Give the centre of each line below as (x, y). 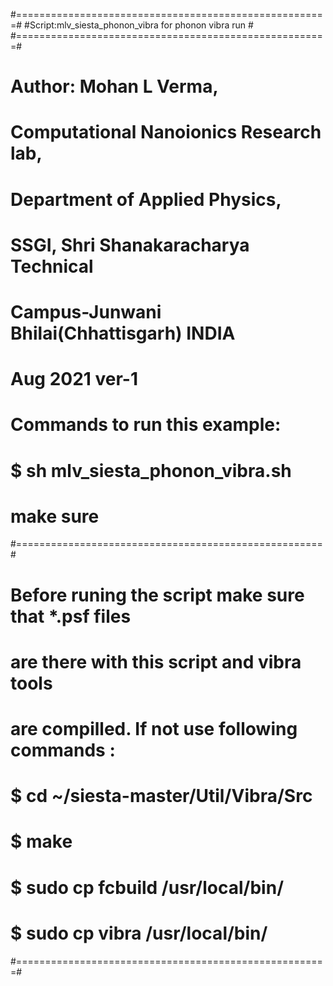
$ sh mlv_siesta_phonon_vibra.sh (151, 470)
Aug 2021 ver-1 (74, 379)
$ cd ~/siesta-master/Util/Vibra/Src (161, 796)
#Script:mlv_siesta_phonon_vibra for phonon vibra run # (139, 25)
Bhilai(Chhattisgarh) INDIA (123, 333)
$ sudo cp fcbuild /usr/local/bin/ (147, 887)
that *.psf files (71, 616)
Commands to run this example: (146, 425)
